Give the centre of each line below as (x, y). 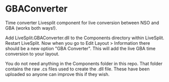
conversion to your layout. (32, 54)
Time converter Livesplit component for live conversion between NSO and (82, 23)
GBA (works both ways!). (31, 28)
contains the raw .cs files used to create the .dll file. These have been (77, 69)
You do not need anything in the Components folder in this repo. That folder (84, 63)
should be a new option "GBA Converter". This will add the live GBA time (80, 48)
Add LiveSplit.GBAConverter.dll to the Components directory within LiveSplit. (85, 38)
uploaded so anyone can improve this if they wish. (58, 74)
